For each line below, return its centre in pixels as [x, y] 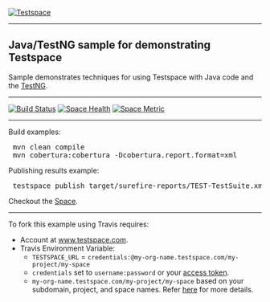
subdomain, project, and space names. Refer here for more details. [143, 289]
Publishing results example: [54, 170]
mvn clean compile [49, 147]
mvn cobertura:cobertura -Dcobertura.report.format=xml [125, 155]
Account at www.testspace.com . [74, 239]
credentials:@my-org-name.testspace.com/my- [163, 257]
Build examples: [35, 132]
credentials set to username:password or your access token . [131, 272]
